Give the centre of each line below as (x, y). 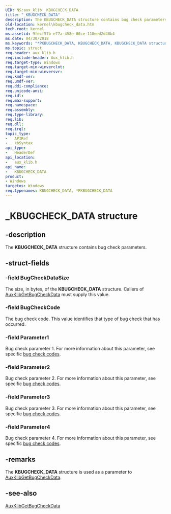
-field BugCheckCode (33, 307)
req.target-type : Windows (33, 62)
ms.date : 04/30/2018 (27, 39)
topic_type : (18, 133)
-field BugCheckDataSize (37, 278)
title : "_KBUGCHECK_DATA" (33, 15)
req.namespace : (21, 105)
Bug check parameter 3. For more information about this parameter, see (81, 408)
